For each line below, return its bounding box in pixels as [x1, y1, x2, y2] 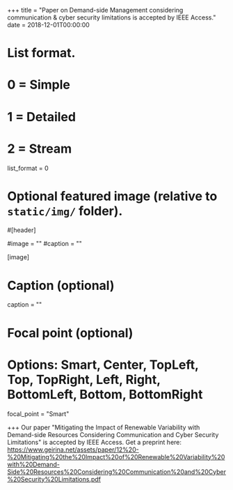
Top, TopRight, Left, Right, [7, 372, 161, 388]
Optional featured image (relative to [7, 188, 218, 204]
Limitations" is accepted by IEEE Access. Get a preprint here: [7, 438, 182, 446]
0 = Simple [7, 77, 71, 93]
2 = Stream [7, 141, 72, 156]
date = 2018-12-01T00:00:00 [7, 21, 90, 29]
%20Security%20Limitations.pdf [7, 475, 102, 483]
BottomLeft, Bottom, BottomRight [7, 386, 203, 402]
